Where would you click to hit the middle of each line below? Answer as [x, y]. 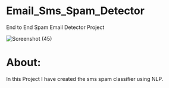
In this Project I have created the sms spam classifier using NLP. [85, 79]
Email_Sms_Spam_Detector [75, 11]
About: [24, 63]
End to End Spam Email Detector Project [55, 27]
